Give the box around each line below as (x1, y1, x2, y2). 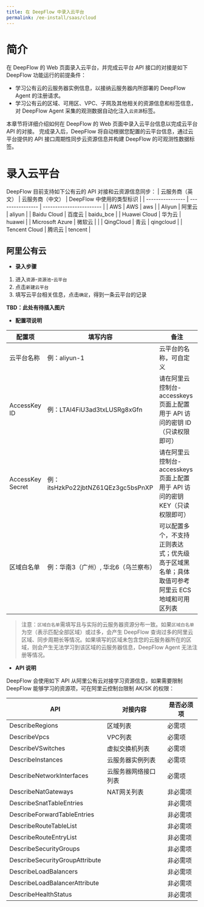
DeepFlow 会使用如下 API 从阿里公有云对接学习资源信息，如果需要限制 (6, 677, 183, 685)
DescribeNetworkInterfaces (9, 771, 89, 780)
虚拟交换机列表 (107, 744, 150, 753)
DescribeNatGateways (9, 788, 74, 796)
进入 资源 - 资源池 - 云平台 (15, 276, 67, 283)
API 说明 (15, 664, 36, 671)
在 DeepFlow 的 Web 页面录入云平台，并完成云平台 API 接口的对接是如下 (6, 64, 188, 71)
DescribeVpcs (9, 733, 50, 741)
